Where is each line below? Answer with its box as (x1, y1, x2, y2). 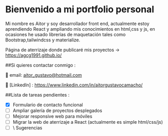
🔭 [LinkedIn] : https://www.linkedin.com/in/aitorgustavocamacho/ (5, 82, 143, 88)
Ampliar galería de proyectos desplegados (12, 107, 102, 114)
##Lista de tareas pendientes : (5, 92, 70, 98)
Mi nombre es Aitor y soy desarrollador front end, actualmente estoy (5, 20, 150, 27)
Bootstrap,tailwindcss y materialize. (5, 37, 80, 43)
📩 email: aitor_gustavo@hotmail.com (5, 72, 82, 78)
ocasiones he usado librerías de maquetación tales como (5, 31, 126, 37)
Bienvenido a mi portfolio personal (5, 4, 155, 15)
